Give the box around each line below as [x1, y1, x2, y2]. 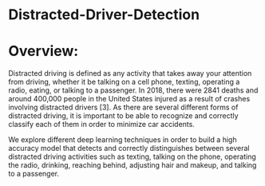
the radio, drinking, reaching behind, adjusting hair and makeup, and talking [8, 160, 257, 170]
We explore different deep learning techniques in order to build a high [8, 135, 237, 144]
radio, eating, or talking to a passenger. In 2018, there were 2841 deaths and [8, 85, 259, 95]
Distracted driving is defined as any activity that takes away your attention [8, 69, 252, 78]
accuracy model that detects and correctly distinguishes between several [8, 144, 250, 153]
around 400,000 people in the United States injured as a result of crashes [8, 94, 251, 104]
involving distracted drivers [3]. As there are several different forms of [8, 102, 239, 113]
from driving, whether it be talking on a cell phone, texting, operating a [8, 77, 240, 87]
